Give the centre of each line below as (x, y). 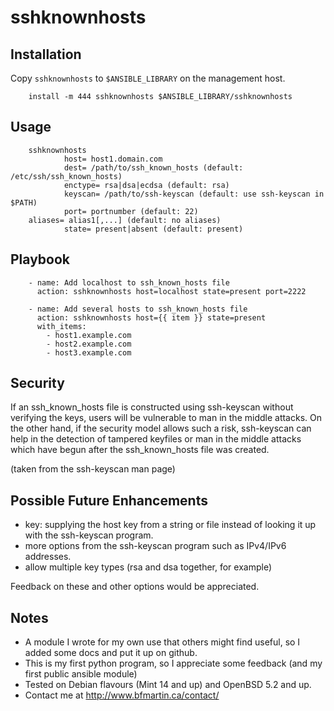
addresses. (48, 557)
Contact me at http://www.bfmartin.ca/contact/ (122, 695)
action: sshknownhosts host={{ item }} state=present (151, 317)
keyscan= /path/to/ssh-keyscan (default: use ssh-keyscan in (194, 194)
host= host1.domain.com (113, 159)
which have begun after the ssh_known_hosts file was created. (140, 450)
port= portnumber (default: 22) (131, 211)
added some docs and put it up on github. (111, 653)
